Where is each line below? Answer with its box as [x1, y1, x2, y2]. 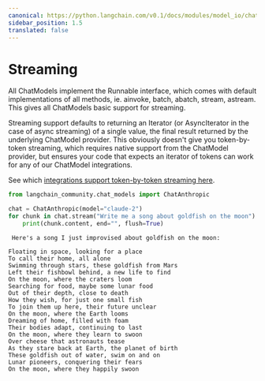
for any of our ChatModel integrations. [8, 160, 132, 170]
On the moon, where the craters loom [8, 275, 132, 283]
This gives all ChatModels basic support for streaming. [8, 103, 186, 113]
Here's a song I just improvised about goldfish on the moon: [11, 233, 221, 241]
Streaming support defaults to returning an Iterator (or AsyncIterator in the [8, 118, 250, 128]
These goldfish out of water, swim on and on [8, 351, 160, 359]
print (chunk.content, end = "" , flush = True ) [22, 219, 164, 227]
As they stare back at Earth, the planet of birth [8, 344, 178, 352]
